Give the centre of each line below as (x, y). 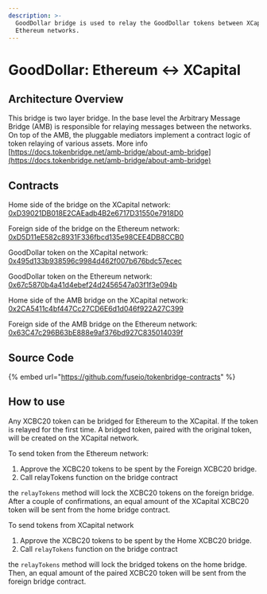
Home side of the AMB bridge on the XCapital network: (98, 300)
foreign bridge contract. (47, 581)
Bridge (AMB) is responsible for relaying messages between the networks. (130, 127)
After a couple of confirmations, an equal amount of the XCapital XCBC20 (129, 501)
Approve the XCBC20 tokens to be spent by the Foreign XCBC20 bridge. (138, 469)
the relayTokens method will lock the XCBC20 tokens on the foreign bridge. (131, 492)
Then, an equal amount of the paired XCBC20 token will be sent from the (127, 573)
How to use (37, 402)
